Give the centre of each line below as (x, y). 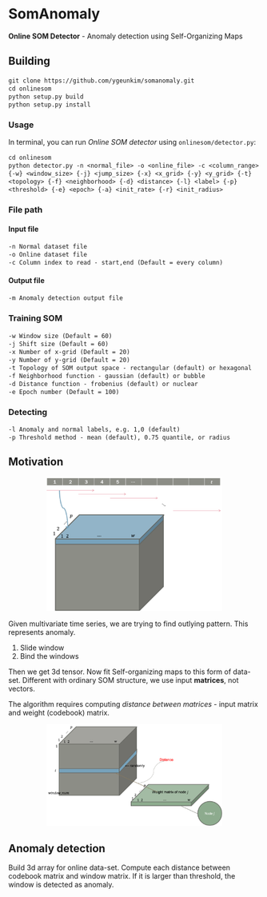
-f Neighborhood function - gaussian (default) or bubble (107, 376)
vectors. (22, 689)
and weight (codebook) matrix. (59, 713)
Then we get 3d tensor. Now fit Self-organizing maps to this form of (120, 672)
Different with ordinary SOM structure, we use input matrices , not (131, 680)
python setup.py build (46, 97)
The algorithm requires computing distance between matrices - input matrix (133, 704)
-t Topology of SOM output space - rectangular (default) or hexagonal (130, 368)
